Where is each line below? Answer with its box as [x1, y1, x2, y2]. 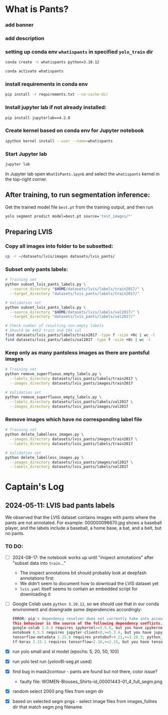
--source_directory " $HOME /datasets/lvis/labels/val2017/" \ [9, 309, 140, 314]
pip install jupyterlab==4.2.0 [5, 115, 70, 120]
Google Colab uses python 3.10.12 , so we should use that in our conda [12, 601, 159, 607]
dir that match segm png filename [12, 704, 82, 710]
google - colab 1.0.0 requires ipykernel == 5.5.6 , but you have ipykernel [12, 625, 165, 630]
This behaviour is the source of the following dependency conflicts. [12, 621, 163, 626]
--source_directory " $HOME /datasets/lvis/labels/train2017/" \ [9, 287, 144, 292]
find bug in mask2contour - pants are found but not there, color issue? [12, 668, 157, 675]
